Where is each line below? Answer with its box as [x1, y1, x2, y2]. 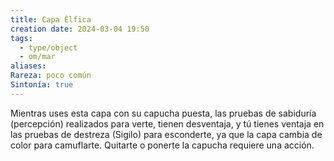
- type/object [19, 42, 78, 53]
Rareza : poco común [10, 71, 92, 81]
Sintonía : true [10, 80, 74, 90]
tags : [10, 33, 33, 43]
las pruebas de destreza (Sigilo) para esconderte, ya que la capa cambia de [10, 128, 323, 140]
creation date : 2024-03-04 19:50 [10, 24, 150, 34]
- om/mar [19, 52, 56, 62]
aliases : [10, 61, 47, 71]
